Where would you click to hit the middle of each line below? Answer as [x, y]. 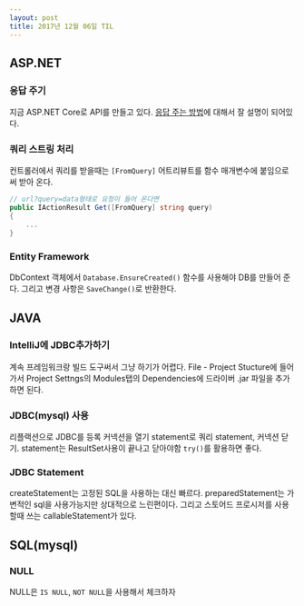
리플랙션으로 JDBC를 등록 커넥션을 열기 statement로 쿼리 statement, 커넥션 [144, 437]
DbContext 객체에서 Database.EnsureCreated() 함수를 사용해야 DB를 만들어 [145, 277]
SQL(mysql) [44, 545]
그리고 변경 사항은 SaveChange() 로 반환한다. [99, 289]
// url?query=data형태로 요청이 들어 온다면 [84, 199]
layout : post [34, 18]
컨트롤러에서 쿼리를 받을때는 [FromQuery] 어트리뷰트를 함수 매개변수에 [134, 171]
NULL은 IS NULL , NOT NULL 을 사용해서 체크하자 [93, 592]
